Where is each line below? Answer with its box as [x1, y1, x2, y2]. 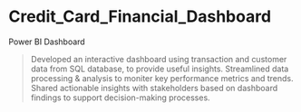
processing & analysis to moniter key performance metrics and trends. [30, 72, 294, 83]
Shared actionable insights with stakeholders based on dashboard [30, 82, 278, 93]
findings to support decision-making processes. [30, 92, 210, 103]
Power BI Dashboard [8, 36, 85, 47]
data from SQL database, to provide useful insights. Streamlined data [30, 63, 289, 74]
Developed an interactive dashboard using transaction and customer [30, 53, 287, 64]
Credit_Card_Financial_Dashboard [8, 6, 272, 27]
